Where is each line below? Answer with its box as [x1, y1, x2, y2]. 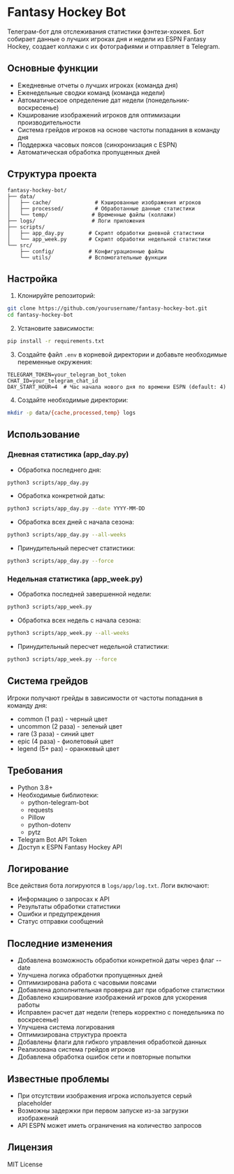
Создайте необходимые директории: [17, 396, 129, 404]
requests [27, 806, 54, 814]
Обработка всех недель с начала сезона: [17, 616, 141, 624]
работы [17, 1001, 41, 1009]
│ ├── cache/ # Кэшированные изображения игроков [7, 199, 201, 206]
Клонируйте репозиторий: [17, 292, 96, 300]
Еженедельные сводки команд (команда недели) [17, 88, 166, 96]
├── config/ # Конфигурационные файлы [20, 248, 164, 255]
